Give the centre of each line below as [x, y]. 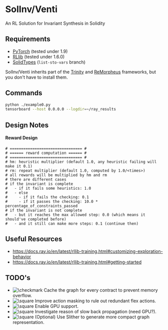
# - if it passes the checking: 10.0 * [52, 201]
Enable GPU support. [57, 306]
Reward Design [21, 138]
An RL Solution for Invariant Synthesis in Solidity [55, 23]
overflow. [22, 295]
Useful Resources [34, 239]
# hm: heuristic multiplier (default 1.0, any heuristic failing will [81, 162]
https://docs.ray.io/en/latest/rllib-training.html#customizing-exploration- [88, 251]
